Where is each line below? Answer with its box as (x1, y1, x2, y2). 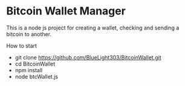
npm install (15, 66, 43, 73)
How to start (6, 42, 37, 49)
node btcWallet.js (15, 73, 59, 80)
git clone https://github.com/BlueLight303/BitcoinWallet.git (15, 54, 161, 61)
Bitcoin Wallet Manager (6, 4, 126, 18)
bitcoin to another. (6, 30, 52, 37)
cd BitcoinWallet (15, 60, 56, 67)
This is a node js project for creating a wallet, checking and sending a (6, 24, 180, 31)
